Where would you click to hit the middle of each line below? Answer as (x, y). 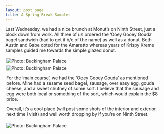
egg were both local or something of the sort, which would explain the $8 (82, 94)
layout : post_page (24, 10)
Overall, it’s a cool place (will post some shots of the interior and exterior (81, 109)
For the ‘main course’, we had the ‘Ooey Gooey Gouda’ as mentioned (77, 78)
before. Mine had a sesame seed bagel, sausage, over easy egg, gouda (80, 83)
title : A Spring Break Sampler (38, 15)
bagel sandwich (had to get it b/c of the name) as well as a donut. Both (78, 39)
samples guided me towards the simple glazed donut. (61, 50)
